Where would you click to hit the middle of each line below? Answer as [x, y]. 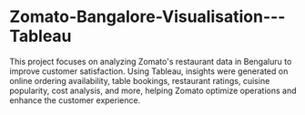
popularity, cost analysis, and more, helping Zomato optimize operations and [153, 90]
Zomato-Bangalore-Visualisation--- [147, 17]
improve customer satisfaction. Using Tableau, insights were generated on [149, 71]
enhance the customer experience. [75, 100]
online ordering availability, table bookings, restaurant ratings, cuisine [140, 80]
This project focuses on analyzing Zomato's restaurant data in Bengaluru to [151, 61]
